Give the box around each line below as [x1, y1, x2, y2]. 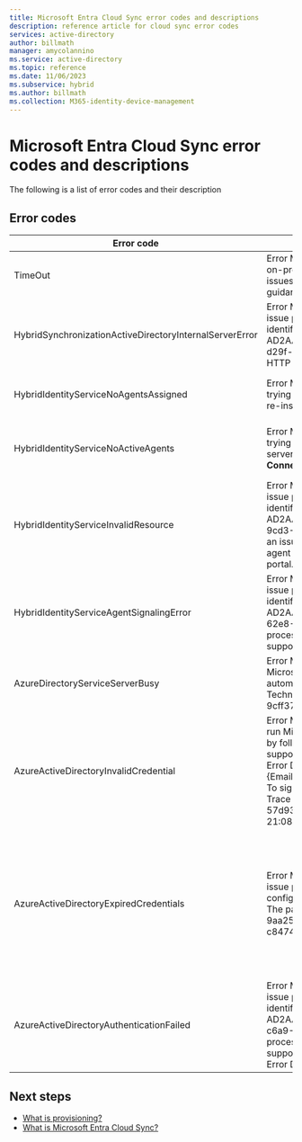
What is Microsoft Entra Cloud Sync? [22, 1121, 159, 1133]
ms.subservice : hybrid [9, 80, 94, 89]
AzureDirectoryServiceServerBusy [13, 677, 160, 690]
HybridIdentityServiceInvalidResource [13, 519, 174, 531]
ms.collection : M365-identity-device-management [9, 96, 195, 106]
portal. [266, 558, 294, 571]
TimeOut [13, 269, 51, 281]
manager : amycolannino [9, 47, 94, 56]
